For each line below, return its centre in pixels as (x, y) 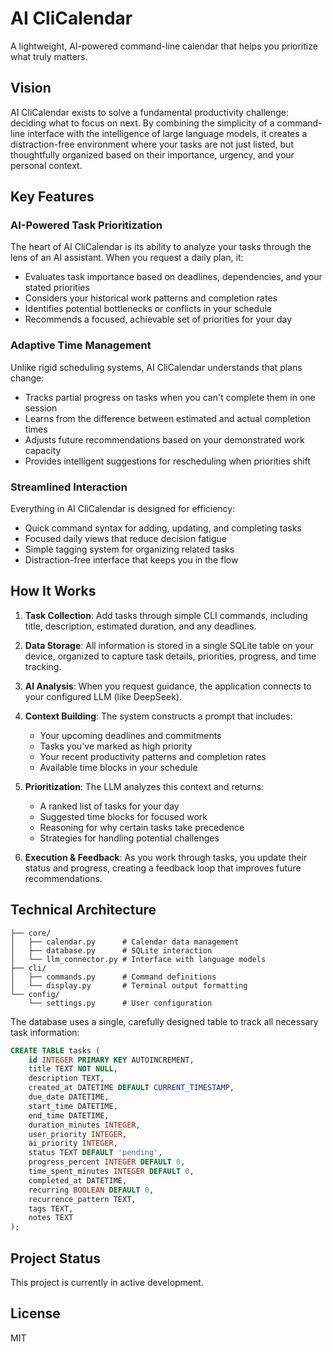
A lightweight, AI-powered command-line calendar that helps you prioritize (164, 46)
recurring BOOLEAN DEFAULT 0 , (91, 1190)
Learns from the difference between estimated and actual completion (167, 418)
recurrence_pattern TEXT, (82, 1199)
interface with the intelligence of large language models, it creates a (167, 133)
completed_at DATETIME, (78, 1180)
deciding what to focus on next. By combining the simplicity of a (142, 123)
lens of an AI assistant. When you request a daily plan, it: (127, 258)
